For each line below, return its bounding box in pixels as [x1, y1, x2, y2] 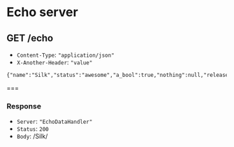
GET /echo [6, 32, 54, 44]
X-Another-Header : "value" [16, 58, 93, 66]
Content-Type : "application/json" [16, 50, 115, 59]
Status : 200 [16, 125, 50, 133]
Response [6, 101, 41, 111]
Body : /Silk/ [16, 132, 48, 141]
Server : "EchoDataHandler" [16, 117, 93, 126]
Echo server [6, 4, 78, 20]
